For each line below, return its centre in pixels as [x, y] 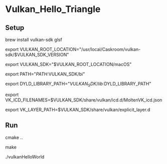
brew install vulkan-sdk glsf [34, 39]
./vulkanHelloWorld [25, 156]
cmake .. [14, 137]
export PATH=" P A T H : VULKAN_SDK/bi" [45, 74]
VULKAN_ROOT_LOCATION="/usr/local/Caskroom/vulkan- [80, 49]
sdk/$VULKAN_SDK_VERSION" [37, 54]
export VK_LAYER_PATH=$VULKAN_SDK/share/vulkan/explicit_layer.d [78, 109]
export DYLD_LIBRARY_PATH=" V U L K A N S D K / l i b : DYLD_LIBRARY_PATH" [78, 84]
